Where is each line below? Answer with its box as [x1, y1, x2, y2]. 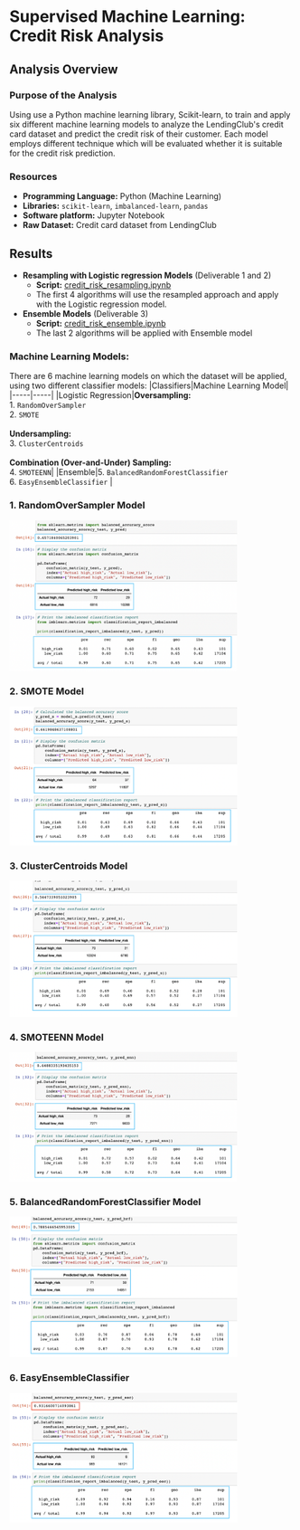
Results [9, 246, 53, 261]
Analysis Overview [9, 62, 118, 77]
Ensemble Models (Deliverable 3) [22, 308, 149, 318]
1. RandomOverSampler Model [9, 499, 145, 512]
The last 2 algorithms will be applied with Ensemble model [35, 328, 253, 338]
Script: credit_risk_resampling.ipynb [35, 279, 172, 290]
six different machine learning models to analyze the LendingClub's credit [9, 119, 285, 129]
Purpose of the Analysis [9, 89, 117, 101]
